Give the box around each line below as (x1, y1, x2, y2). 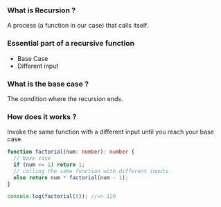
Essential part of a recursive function (7, 39, 135, 48)
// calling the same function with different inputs (13, 168, 169, 174)
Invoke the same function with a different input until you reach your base (7, 127, 215, 136)
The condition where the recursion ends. (7, 94, 123, 102)
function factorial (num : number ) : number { (7, 148, 135, 156)
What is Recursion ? (7, 6, 76, 15)
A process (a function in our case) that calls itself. (7, 21, 149, 30)
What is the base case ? (7, 79, 89, 89)
